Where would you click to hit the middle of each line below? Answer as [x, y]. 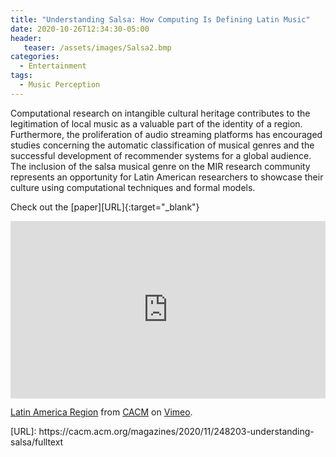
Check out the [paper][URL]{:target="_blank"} [105, 207]
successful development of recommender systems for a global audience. [161, 155]
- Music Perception [60, 85]
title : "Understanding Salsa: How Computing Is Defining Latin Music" [160, 19]
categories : [35, 57]
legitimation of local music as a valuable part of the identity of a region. [156, 123]
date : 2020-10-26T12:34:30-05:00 [80, 29]
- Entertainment [53, 66]
